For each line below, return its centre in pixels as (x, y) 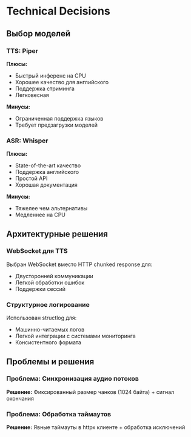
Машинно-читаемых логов (50, 330)
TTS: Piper (22, 51)
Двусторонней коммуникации (54, 276)
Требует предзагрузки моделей (56, 125)
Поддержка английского (47, 172)
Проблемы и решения (50, 362)
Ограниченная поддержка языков (59, 118)
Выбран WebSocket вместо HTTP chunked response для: (79, 264)
